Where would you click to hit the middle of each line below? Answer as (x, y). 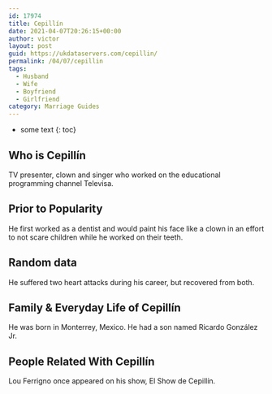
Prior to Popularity (56, 209)
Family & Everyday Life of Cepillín (95, 307)
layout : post (30, 46)
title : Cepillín (36, 24)
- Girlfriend (38, 99)
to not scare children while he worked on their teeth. (96, 237)
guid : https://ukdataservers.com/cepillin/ (83, 54)
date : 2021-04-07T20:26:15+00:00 (65, 31)
